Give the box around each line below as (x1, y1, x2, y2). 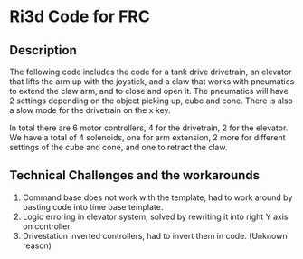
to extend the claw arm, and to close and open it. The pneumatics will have (9, 86, 289, 96)
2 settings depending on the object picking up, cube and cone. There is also (9, 95, 294, 106)
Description (9, 43, 77, 58)
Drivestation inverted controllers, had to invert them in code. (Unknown (22, 230, 288, 241)
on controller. (22, 220, 72, 232)
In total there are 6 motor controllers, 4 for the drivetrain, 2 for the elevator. (9, 122, 289, 133)
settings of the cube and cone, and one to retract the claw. (9, 142, 228, 152)
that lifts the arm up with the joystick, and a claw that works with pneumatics (9, 76, 295, 87)
